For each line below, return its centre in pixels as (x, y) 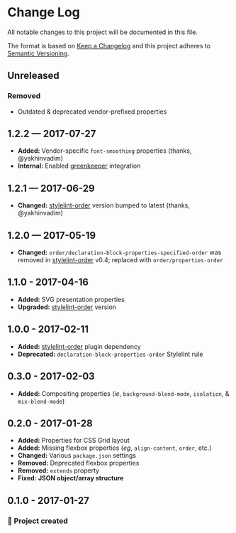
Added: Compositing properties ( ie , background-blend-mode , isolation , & (123, 393)
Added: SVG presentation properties (71, 299)
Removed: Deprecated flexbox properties (78, 463)
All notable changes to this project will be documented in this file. (103, 32)
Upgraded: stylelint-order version (67, 307)
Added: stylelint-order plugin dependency (79, 346)
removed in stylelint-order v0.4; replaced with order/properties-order (120, 260)
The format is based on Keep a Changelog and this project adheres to (109, 45)
